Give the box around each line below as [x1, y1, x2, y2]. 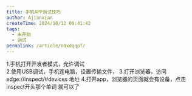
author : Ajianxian [6, 15, 53, 21]
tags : [6, 26, 20, 32]
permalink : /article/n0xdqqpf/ [6, 43, 86, 49]
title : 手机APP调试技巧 [6, 9, 61, 15]
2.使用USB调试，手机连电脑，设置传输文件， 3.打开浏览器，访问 [6, 67, 167, 75]
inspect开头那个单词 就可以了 [6, 83, 80, 90]
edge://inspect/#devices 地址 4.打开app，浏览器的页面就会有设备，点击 [6, 75, 187, 83]
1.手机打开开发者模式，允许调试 [6, 60, 85, 67]
